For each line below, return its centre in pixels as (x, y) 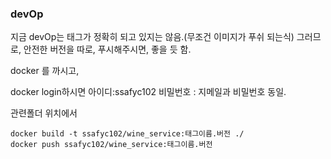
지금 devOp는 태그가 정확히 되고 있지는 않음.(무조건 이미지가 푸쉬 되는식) (152, 37)
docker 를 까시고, (45, 71)
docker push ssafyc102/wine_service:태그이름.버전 (111, 145)
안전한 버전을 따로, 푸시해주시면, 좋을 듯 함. (107, 49)
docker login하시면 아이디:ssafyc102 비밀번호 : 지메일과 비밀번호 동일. (148, 92)
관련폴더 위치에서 (44, 113)
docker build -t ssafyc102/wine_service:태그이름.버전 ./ (127, 134)
